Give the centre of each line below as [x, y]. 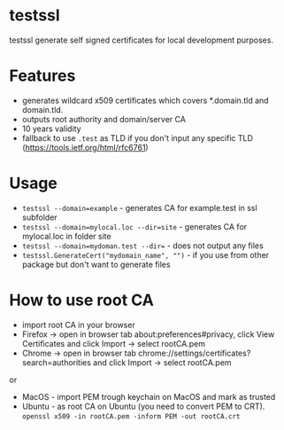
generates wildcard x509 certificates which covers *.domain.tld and [145, 100]
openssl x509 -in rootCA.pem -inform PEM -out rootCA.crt [131, 416]
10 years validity [51, 129]
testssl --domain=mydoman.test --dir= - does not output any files [142, 246]
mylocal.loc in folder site [67, 236]
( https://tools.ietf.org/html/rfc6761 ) [85, 147]
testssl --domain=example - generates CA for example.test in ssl [140, 207]
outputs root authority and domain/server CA [104, 119]
